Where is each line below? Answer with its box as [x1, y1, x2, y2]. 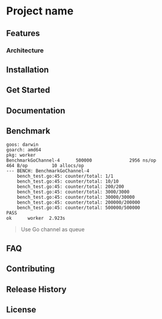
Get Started [6, 85, 50, 96]
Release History [6, 284, 67, 294]
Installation [6, 64, 49, 74]
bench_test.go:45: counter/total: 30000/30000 [17, 194, 135, 201]
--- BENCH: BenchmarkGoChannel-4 [6, 168, 90, 174]
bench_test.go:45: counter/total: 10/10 [17, 178, 119, 184]
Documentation [6, 105, 66, 115]
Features [6, 28, 40, 38]
